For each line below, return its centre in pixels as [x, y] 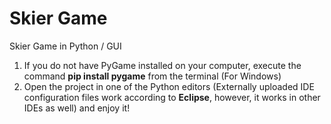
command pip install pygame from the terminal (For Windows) [152, 76]
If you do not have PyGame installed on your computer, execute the [162, 65]
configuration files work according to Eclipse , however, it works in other [172, 97]
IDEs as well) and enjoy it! [77, 108]
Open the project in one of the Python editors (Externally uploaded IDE [169, 86]
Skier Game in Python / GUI [65, 46]
